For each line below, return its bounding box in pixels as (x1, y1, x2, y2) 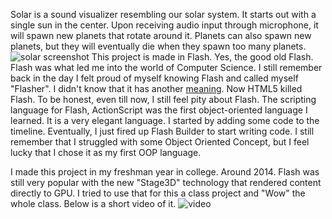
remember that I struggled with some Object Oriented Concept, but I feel (10, 136, 310, 148)
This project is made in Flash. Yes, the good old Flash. (91, 51, 314, 63)
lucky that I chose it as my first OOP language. (10, 147, 202, 158)
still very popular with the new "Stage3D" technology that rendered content (10, 177, 322, 188)
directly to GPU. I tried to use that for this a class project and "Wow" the (10, 187, 306, 199)
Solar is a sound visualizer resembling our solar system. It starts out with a (10, 9, 317, 20)
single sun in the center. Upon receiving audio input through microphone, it (10, 19, 319, 31)
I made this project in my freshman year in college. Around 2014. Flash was (10, 166, 320, 178)
